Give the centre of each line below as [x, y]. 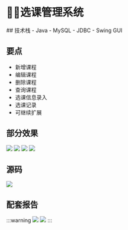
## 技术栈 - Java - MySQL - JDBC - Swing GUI [64, 30]
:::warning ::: [29, 220]
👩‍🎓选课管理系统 [45, 12]
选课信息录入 [31, 97]
